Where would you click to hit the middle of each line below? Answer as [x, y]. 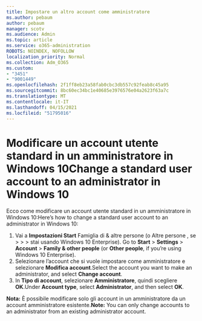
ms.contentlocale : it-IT [37, 102]
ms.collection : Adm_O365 [37, 62]
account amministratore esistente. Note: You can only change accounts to [98, 305]
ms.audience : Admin [31, 34]
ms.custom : [20, 68]
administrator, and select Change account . [69, 274]
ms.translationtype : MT [36, 96]
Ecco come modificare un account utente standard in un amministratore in [99, 211]
